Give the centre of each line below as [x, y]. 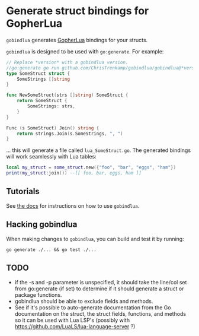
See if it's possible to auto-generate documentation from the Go [93, 308]
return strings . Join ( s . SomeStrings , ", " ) [70, 134]
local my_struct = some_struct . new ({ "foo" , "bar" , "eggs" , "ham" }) [91, 167]
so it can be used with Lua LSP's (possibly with [72, 320]
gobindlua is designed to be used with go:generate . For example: [85, 51]
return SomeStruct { [42, 101]
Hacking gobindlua [42, 225]
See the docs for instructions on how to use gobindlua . [73, 205]
